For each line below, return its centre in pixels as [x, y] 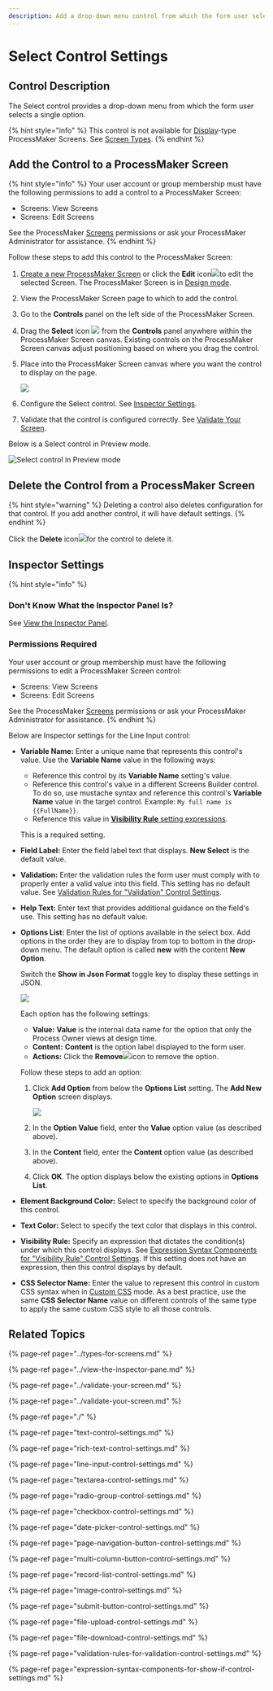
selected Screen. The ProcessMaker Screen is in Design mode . [126, 283]
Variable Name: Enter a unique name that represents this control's [131, 751]
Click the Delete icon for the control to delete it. [91, 539]
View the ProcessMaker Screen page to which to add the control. [129, 299]
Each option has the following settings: [85, 1014]
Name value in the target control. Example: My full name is [132, 801]
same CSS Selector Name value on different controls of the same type [139, 1300]
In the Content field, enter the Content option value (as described [143, 1152]
